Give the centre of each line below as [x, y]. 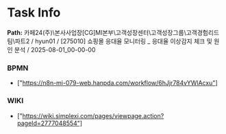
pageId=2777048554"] [50, 123]
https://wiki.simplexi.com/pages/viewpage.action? [93, 115]
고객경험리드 [203, 32]
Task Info [34, 13]
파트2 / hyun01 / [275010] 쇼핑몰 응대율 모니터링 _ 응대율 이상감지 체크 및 [113, 41]
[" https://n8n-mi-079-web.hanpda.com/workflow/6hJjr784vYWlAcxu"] [117, 83]
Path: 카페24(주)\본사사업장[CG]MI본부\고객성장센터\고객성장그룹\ [97, 32]
